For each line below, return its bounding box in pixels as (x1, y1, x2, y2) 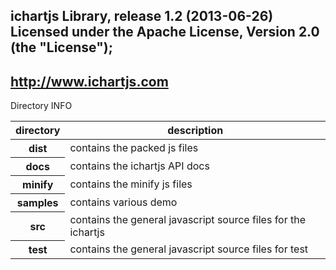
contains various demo (69, 195, 178, 209)
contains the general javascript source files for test (69, 242, 309, 256)
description (167, 124, 224, 138)
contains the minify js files (69, 177, 193, 191)
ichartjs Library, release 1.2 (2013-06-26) (10, 8, 274, 25)
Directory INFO (10, 100, 73, 112)
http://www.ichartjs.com (10, 73, 169, 90)
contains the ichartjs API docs (69, 159, 210, 173)
